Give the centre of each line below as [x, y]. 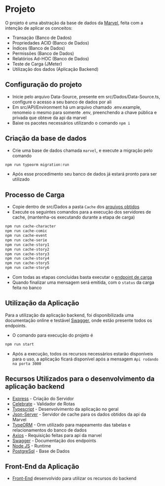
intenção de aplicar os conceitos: [39, 28]
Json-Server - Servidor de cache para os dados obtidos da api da [79, 414]
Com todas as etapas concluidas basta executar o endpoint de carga [82, 277]
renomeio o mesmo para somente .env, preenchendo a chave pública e [84, 112]
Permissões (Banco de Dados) [43, 53]
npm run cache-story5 [27, 263]
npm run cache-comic [26, 231]
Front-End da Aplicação [42, 466]
